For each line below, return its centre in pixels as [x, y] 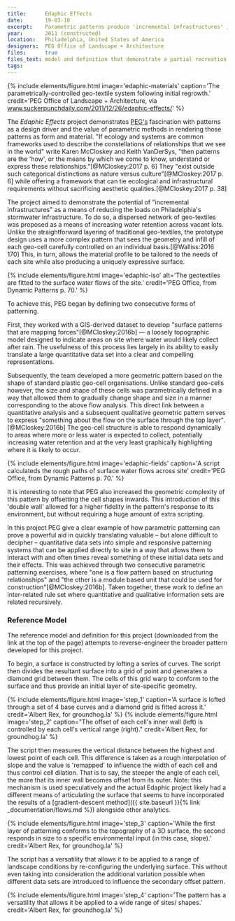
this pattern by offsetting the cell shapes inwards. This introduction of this [114, 499]
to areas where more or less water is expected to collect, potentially [105, 435]
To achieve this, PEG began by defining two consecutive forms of [101, 303]
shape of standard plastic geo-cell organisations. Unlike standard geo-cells [116, 383]
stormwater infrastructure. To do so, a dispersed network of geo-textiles [112, 217]
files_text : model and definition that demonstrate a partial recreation [117, 59]
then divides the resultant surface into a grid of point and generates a [107, 671]
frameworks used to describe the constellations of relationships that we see [116, 143]
